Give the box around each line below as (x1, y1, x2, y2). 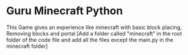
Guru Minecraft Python (6, 4, 123, 18)
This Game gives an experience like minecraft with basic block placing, (6, 24, 182, 31)
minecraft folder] (6, 43, 48, 50)
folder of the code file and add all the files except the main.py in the (6, 36, 174, 43)
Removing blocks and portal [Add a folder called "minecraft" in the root (6, 30, 182, 37)
